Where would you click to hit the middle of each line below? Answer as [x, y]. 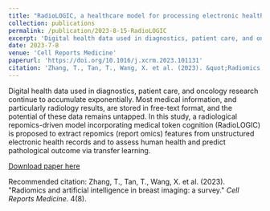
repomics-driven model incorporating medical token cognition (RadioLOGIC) [135, 124]
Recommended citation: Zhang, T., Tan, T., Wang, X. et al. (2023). [117, 181]
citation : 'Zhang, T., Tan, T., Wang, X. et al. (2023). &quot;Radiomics [135, 68]
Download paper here [44, 166]
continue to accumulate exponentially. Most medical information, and [123, 99]
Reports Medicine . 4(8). [47, 198]
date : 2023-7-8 [34, 46]
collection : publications [51, 23]
